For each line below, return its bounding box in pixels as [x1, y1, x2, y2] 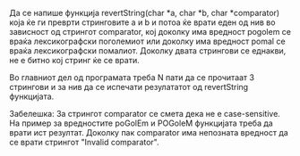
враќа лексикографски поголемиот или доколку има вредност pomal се [9, 36, 286, 46]
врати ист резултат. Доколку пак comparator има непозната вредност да [9, 127, 288, 137]
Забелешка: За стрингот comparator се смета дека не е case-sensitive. [9, 109, 280, 119]
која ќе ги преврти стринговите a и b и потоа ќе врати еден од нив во [9, 17, 276, 28]
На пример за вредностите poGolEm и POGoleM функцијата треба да [9, 118, 273, 128]
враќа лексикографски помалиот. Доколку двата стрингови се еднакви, [9, 45, 287, 56]
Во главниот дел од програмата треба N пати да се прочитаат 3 [9, 72, 255, 83]
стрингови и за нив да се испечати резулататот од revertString [9, 82, 249, 92]
